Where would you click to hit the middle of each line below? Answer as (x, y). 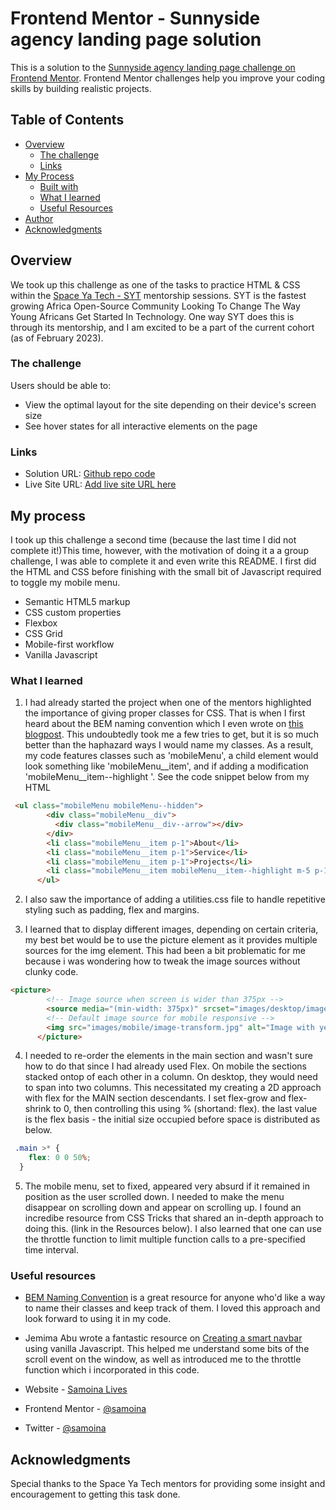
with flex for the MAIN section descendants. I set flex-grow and (155, 1098)
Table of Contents (67, 120)
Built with (59, 186)
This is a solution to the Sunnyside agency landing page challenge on (153, 67)
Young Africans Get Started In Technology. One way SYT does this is (152, 316)
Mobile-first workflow (69, 644)
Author (39, 218)
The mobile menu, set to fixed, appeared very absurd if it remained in (167, 1186)
